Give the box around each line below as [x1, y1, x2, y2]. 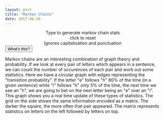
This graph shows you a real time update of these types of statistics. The [5, 93, 154, 99]
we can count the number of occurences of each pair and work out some [5, 67, 154, 73]
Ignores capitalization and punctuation [43, 40, 122, 46]
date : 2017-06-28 [5, 16, 41, 21]
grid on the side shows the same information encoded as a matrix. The [5, 98, 149, 104]
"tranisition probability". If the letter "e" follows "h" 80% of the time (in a [5, 77, 151, 83]
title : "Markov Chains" [5, 12, 54, 17]
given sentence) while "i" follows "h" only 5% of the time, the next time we [5, 82, 157, 89]
